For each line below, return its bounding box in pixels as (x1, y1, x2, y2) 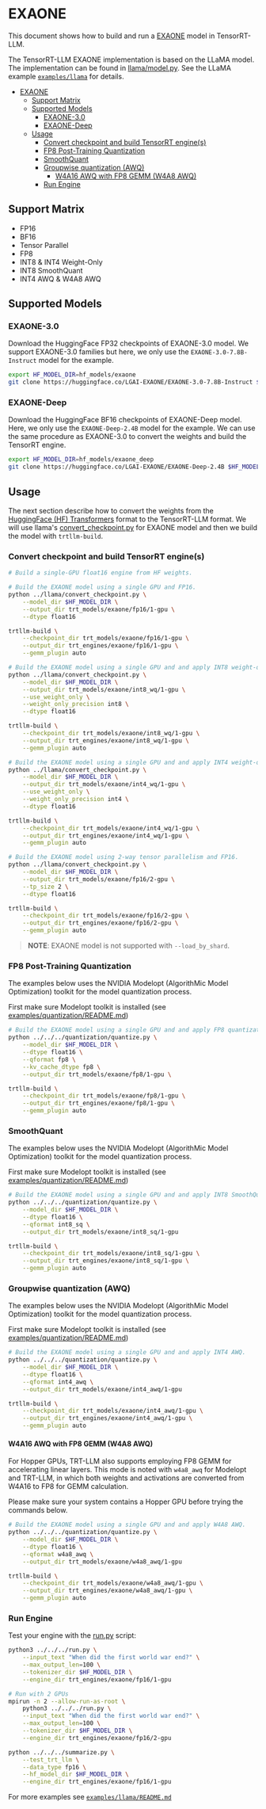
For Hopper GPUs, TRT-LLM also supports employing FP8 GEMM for (8, 1456, 232, 1466)
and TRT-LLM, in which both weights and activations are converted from (8, 1473, 245, 1483)
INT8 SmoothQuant (19, 265, 83, 275)
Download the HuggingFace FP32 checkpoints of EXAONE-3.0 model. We (8, 338, 249, 349)
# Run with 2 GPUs (8, 1689, 69, 1698)
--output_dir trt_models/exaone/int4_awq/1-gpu (22, 1385, 182, 1393)
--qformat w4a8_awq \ (22, 1550, 93, 1558)
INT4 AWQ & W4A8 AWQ (19, 274, 101, 284)
